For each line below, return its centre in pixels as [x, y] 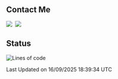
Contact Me [28, 10]
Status [19, 44]
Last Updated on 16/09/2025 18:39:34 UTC [59, 69]
